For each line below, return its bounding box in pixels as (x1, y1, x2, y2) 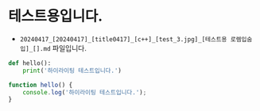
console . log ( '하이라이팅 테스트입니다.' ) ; (22, 88, 147, 96)
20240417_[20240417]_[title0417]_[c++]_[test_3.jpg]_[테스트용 (19, 35, 227, 44)
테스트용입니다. (8, 7, 103, 25)
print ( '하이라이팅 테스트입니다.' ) (22, 67, 122, 75)
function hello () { (8, 81, 73, 89)
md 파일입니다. (43, 43, 87, 52)
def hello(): (8, 59, 52, 67)
